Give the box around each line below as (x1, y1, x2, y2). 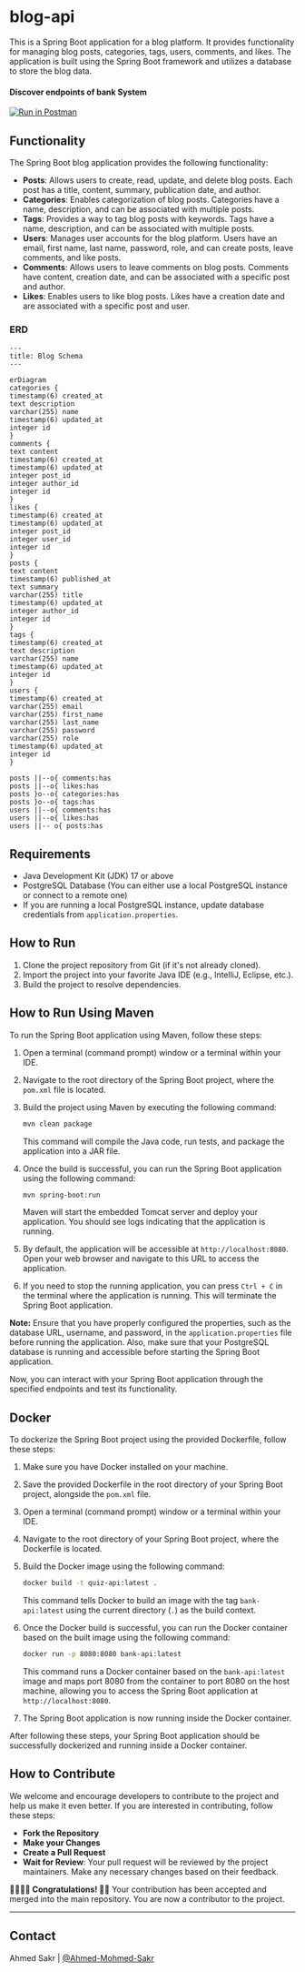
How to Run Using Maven (9, 1006, 154, 1021)
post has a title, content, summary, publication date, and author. (22, 184, 261, 195)
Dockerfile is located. (22, 1543, 103, 1554)
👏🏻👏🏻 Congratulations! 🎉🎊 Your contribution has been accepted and (9, 1884, 268, 1895)
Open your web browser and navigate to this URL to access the (22, 1253, 260, 1264)
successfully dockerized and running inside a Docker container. (9, 1740, 248, 1751)
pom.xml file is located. (22, 1084, 106, 1095)
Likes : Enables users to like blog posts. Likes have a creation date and (22, 290, 286, 301)
